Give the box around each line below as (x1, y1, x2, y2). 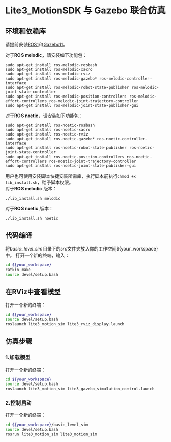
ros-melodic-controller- (99, 76, 153, 81)
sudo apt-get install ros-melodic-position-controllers (5, 94, 127, 99)
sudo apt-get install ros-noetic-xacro (5, 127, 91, 132)
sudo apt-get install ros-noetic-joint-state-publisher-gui (5, 163, 137, 168)
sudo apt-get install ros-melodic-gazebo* (5, 76, 97, 81)
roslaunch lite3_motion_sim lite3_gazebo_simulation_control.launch (5, 386, 155, 392)
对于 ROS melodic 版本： (5, 186, 57, 191)
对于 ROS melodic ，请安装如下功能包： (5, 52, 87, 58)
